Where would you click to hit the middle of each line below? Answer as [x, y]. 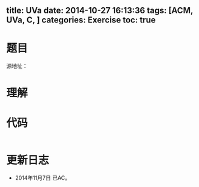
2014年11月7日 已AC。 [43, 178]
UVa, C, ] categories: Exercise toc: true [81, 20]
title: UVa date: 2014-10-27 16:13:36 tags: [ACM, [99, 11]
